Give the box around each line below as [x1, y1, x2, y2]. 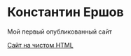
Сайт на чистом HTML [7, 41, 74, 49]
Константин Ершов [7, 4, 124, 20]
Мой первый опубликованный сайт [7, 27, 112, 36]
